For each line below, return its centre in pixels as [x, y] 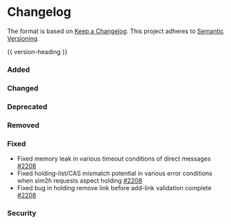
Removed [23, 125]
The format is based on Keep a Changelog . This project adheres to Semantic [115, 31]
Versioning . [23, 38]
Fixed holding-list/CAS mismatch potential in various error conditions [114, 173]
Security [22, 213]
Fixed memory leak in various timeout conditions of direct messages [114, 159]
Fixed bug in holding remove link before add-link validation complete [114, 187]
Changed [23, 88]
